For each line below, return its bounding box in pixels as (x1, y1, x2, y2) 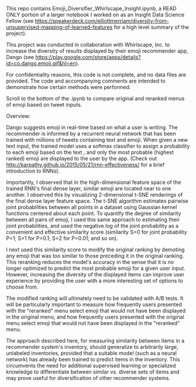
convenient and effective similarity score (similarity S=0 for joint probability (6, 228, 187, 235)
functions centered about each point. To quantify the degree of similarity (6, 210, 181, 217)
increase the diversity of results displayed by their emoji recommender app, (6, 47, 188, 54)
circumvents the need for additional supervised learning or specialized (6, 362, 176, 369)
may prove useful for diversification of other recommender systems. (6, 375, 171, 381)
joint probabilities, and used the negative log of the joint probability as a (6, 222, 179, 229)
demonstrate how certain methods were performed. (6, 84, 131, 90)
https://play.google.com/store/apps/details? (35, 54, 142, 60)
